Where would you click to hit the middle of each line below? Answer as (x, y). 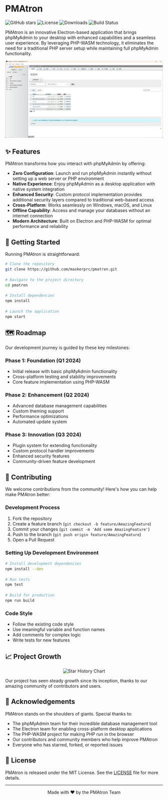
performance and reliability (40, 226)
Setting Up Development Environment (52, 552)
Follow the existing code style (43, 624)
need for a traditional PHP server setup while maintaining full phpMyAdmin (82, 48)
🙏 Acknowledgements (40, 702)
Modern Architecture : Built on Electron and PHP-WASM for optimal (82, 221)
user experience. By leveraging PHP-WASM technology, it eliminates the (79, 42)
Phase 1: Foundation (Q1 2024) (43, 360)
